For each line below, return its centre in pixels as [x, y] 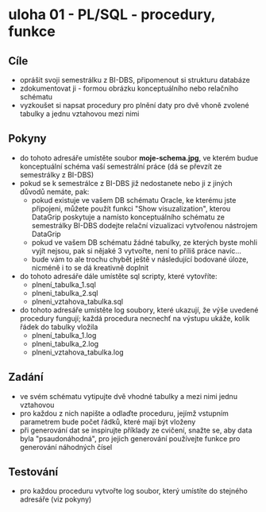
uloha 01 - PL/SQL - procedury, [112, 15]
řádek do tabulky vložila [59, 327]
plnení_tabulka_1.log [64, 335]
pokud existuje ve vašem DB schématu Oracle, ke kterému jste [134, 200]
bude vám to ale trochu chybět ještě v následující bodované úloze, [140, 259]
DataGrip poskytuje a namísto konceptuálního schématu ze [128, 217]
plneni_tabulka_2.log [65, 343]
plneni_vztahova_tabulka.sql [77, 301]
